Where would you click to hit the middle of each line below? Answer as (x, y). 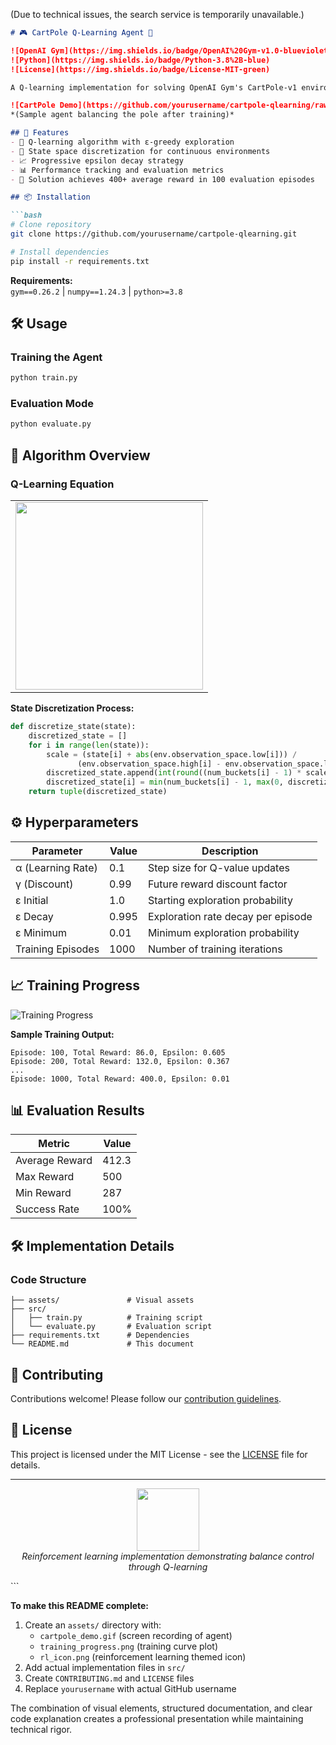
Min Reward (43, 1193)
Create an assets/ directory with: (93, 1625)
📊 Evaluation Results (77, 1110)
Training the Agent (56, 357)
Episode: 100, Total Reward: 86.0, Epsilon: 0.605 (118, 1052)
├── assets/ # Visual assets (102, 1300)
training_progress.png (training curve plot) (129, 1646)
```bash (26, 215)
